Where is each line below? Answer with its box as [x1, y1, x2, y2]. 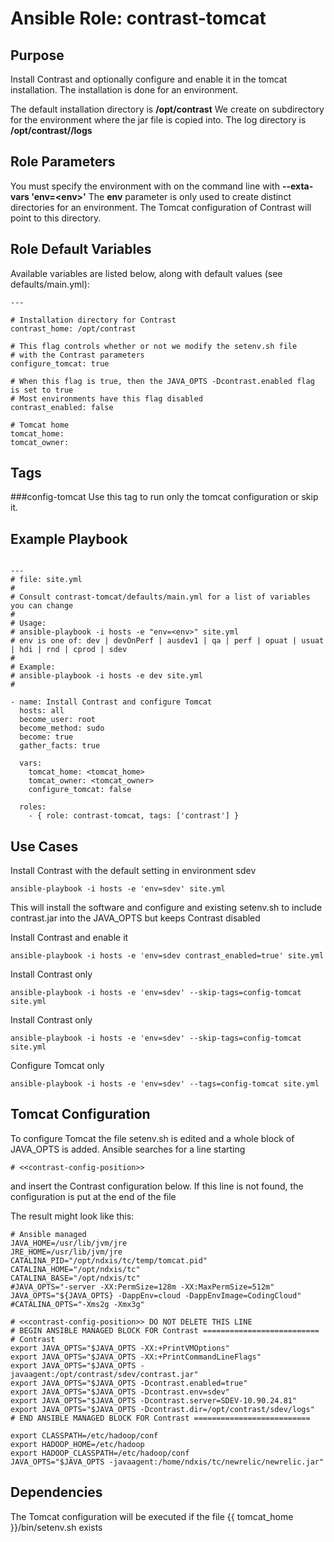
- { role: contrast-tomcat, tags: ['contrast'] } [28, 811, 240, 821]
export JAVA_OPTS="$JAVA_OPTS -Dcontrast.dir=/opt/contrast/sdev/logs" [10, 1404, 315, 1414]
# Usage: [10, 618, 47, 629]
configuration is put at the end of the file [10, 1190, 177, 1202]
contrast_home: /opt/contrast [10, 323, 137, 334]
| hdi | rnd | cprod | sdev [10, 645, 128, 655]
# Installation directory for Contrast [10, 315, 177, 325]
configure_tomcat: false [28, 785, 132, 795]
